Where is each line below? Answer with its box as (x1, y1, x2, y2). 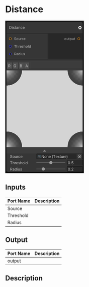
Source (7, 205, 23, 211)
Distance (5, 4, 44, 15)
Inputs (5, 183, 26, 192)
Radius (7, 220, 22, 225)
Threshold (7, 212, 29, 219)
